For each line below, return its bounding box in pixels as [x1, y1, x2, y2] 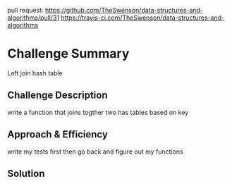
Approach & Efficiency [7, 128, 108, 140]
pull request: [7, 6, 44, 14]
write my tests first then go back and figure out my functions [7, 147, 183, 156]
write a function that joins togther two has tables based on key [7, 108, 189, 116]
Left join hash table [7, 68, 63, 77]
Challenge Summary [7, 46, 130, 62]
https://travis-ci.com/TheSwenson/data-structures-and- [61, 13, 224, 22]
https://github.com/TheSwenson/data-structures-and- [44, 6, 203, 14]
